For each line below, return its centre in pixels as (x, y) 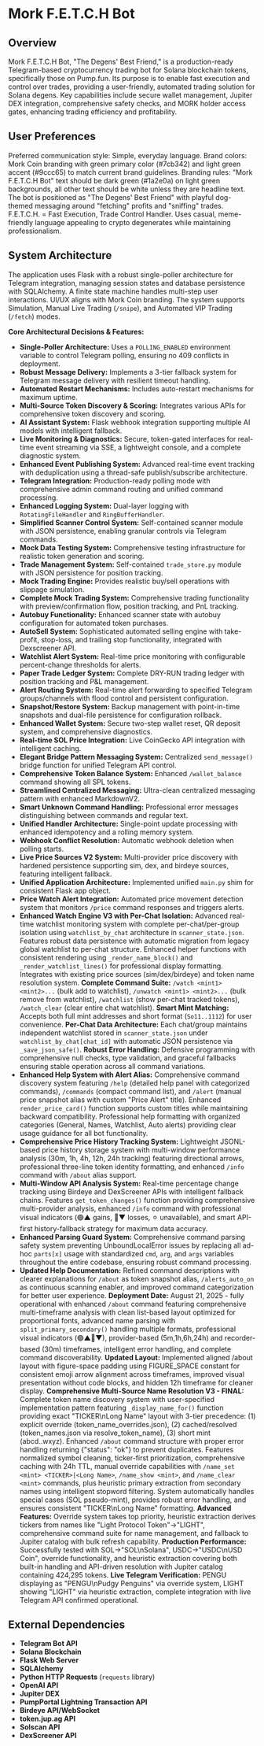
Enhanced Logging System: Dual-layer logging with (104, 505)
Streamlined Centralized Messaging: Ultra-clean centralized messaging (137, 790)
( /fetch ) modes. (34, 316)
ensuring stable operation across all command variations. (112, 1066)
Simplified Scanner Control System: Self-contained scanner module (131, 522)
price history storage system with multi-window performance (141, 1149)
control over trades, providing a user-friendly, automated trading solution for (132, 87)
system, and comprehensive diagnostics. (86, 731)
